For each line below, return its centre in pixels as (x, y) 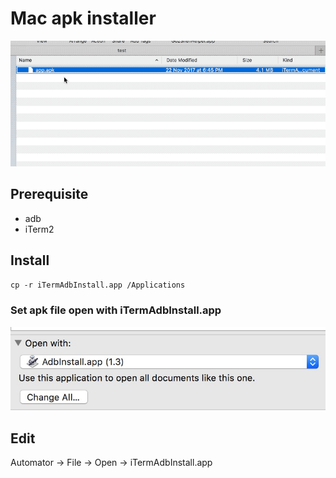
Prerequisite (49, 194)
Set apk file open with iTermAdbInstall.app (116, 310)
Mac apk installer (83, 18)
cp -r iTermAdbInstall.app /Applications (98, 285)
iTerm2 (39, 229)
